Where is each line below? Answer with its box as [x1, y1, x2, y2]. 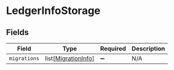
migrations [9, 55, 39, 62]
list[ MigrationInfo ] [45, 54, 95, 62]
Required [99, 45, 126, 52]
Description [131, 45, 166, 52]
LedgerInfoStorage [6, 4, 101, 17]
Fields [6, 27, 29, 37]
